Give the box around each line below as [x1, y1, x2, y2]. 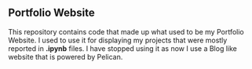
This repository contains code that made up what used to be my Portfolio [8, 27, 245, 36]
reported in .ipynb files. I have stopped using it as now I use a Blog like [8, 43, 237, 53]
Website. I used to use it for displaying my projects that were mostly [8, 35, 228, 45]
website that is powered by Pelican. [8, 52, 123, 61]
